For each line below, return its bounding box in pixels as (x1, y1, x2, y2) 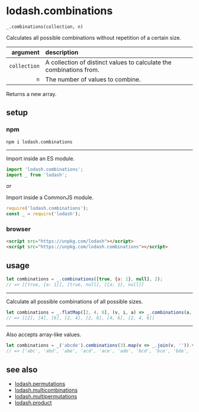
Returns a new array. (6, 90, 57, 97)
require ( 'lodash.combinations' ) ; (6, 206, 89, 212)
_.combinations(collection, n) (6, 24, 84, 30)
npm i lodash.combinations (6, 139, 73, 145)
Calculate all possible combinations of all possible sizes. (6, 298, 143, 305)
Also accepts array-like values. (6, 331, 82, 338)
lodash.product (14, 399, 52, 407)
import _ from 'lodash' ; (6, 172, 68, 178)
